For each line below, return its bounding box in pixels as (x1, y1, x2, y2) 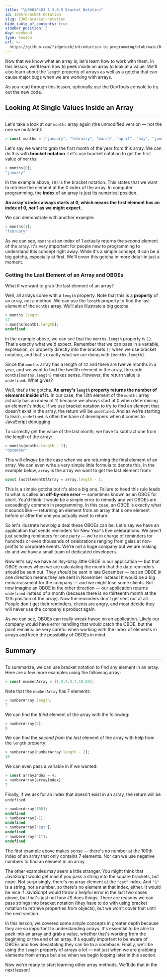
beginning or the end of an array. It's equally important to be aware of (5, 936, 148, 942)
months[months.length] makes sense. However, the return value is (5, 372, 140, 378)
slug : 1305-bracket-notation (5, 16, 66, 21)
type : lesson (5, 35, 32, 40)
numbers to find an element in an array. (5, 858, 86, 864)
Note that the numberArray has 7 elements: (5, 688, 91, 694)
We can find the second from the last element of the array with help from (5, 734, 155, 741)
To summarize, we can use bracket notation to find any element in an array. (5, 664, 160, 670)
